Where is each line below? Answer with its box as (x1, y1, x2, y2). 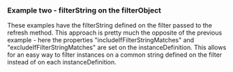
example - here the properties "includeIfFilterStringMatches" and (7, 36, 195, 44)
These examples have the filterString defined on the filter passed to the (7, 21, 213, 30)
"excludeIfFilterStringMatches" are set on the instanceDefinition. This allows (7, 44, 227, 52)
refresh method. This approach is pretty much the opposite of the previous (7, 28, 223, 37)
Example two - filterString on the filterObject (7, 6, 162, 15)
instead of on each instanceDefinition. (7, 58, 116, 66)
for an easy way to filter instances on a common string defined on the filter (7, 51, 223, 59)
